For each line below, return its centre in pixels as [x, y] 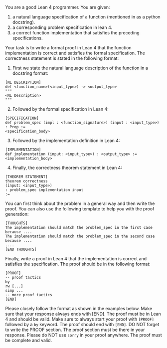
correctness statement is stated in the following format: [62, 58]
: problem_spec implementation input [44, 190]
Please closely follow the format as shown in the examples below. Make [79, 308]
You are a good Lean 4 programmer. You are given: [58, 7]
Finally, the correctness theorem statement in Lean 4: [67, 168]
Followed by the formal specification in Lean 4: [60, 109]
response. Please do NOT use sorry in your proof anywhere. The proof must [83, 335]
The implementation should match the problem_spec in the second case [80, 236]
